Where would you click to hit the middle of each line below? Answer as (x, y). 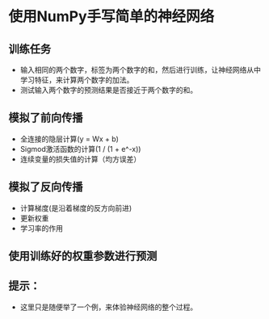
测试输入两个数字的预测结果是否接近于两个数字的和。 (109, 90)
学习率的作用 (41, 228)
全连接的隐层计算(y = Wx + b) (69, 139)
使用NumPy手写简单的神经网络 (111, 17)
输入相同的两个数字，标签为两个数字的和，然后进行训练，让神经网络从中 (140, 70)
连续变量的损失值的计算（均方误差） (80, 159)
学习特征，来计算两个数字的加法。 (77, 80)
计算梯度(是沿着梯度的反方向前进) (76, 208)
